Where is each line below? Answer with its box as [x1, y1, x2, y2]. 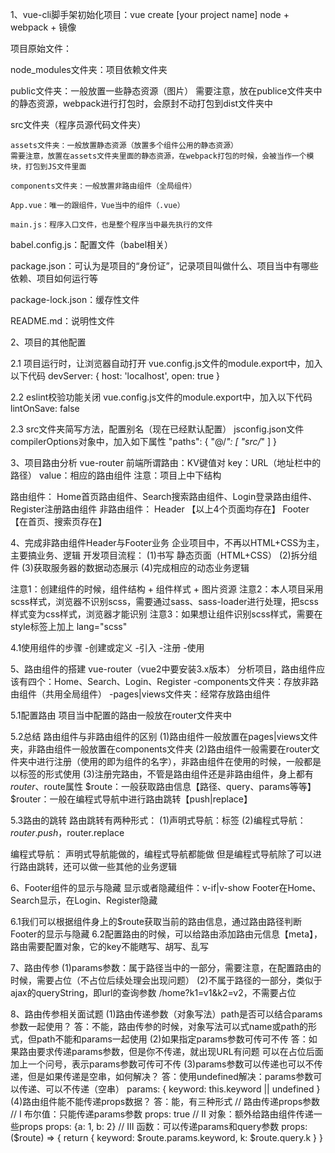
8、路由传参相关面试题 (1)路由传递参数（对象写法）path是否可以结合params [10, 1008, 323, 1020]
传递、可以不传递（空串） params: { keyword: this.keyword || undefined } [18, 1083, 321, 1095]
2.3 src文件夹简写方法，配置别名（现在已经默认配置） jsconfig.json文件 [10, 423, 305, 435]
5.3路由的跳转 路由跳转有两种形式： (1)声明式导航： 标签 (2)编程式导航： [10, 814, 307, 826]
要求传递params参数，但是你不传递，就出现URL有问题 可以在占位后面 [36, 1046, 324, 1057]
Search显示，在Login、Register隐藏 [10, 894, 158, 906]
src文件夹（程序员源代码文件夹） [10, 119, 147, 130]
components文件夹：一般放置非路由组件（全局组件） [10, 181, 197, 191]
